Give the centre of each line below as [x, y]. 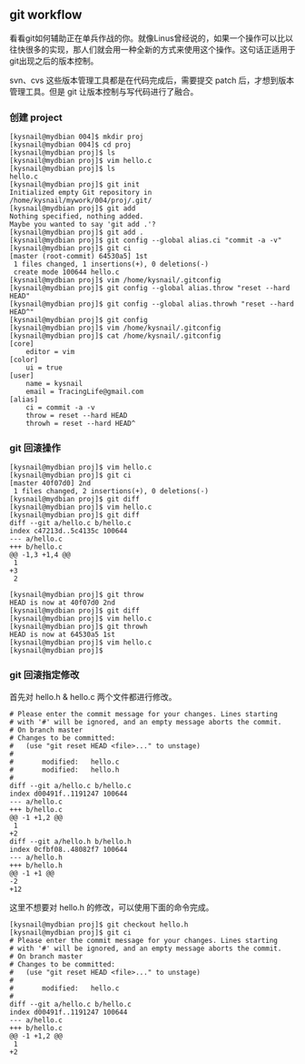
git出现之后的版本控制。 [54, 61]
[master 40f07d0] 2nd [50, 483]
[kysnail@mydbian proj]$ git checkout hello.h [99, 924]
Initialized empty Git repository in [81, 193]
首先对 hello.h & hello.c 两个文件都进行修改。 [93, 696]
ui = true [44, 368]
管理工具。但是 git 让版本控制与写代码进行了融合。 [104, 91]
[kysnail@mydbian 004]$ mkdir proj [77, 137]
